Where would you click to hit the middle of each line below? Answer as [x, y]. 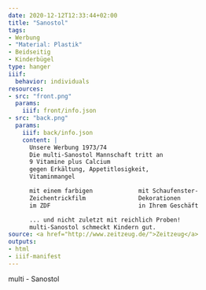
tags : [17, 30]
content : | [40, 140]
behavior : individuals [52, 81]
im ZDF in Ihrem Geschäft [114, 206]
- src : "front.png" [40, 96]
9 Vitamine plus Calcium [70, 162]
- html [19, 249]
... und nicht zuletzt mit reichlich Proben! [105, 220]
